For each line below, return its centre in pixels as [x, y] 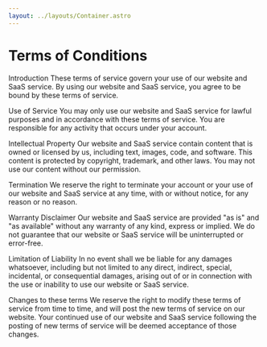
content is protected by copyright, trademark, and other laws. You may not [132, 160]
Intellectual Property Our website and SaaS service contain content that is [131, 143]
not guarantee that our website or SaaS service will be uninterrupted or [126, 234]
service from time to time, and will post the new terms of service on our [127, 308]
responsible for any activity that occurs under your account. [108, 128]
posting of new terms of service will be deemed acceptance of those [123, 325]
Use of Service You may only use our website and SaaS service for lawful [130, 110]
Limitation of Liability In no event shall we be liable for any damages [120, 258]
